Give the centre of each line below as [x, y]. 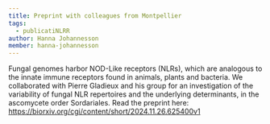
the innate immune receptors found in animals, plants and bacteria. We [126, 77]
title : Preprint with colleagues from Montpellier [95, 16]
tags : [17, 23]
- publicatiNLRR [43, 31]
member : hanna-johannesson [54, 46]
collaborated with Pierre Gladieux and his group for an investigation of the [131, 86]
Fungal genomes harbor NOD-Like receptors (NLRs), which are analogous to [135, 68]
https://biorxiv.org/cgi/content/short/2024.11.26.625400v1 [104, 112]
